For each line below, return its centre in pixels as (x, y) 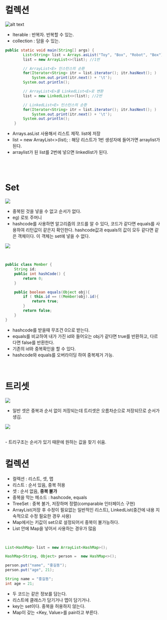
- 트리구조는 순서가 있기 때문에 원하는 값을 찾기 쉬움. (56, 442)
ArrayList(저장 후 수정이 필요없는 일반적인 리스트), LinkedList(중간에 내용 (83, 510)
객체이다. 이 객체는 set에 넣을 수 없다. (54, 236)
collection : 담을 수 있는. (36, 41)
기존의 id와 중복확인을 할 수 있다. (44, 348)
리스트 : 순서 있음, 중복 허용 (39, 485)
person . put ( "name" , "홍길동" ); (36, 565)
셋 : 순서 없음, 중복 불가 (35, 491)
